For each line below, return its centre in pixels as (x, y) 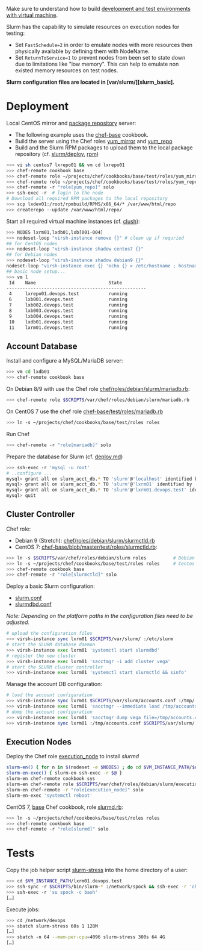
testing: (16, 33)
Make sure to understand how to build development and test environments (99, 9)
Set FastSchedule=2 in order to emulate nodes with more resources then (104, 45)
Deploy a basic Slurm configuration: (50, 586)
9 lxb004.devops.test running (68, 316)
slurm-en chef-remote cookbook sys (51, 779)
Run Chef (18, 434)
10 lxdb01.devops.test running (68, 322)
